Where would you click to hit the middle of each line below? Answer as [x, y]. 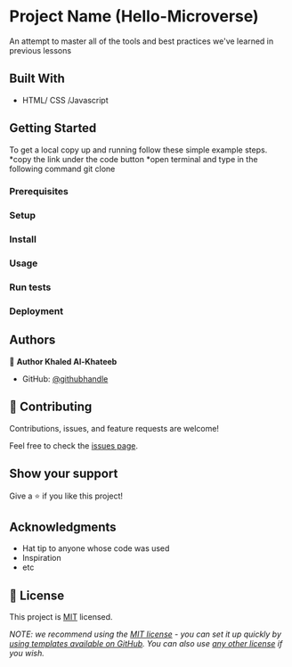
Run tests [30, 287]
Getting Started [53, 128]
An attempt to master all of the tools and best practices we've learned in [142, 41]
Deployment [36, 311]
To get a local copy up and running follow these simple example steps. [138, 150]
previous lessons [41, 50]
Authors [32, 340]
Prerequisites [39, 192]
